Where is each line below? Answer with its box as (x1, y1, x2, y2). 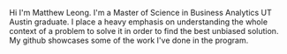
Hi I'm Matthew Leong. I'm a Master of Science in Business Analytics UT (9, 8, 272, 17)
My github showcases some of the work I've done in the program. (9, 35, 249, 45)
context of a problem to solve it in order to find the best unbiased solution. (9, 26, 279, 36)
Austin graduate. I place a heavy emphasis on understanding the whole (9, 17, 268, 27)
